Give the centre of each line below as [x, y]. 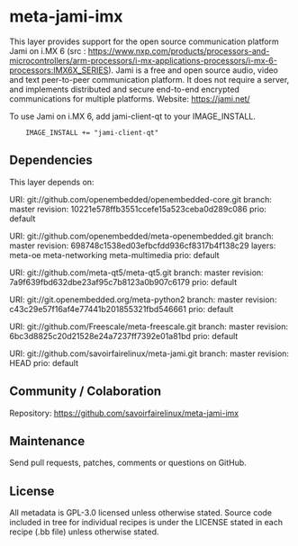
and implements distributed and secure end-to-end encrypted [125, 89]
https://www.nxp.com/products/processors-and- [179, 50]
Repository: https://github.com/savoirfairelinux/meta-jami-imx [124, 413]
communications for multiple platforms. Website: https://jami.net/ [130, 98]
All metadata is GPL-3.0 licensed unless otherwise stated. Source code [141, 513]
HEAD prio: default [44, 363]
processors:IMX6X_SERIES [59, 70]
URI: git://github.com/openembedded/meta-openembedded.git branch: [142, 236]
